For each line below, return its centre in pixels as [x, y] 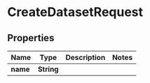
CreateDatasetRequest [75, 12]
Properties [31, 38]
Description [86, 58]
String [48, 69]
